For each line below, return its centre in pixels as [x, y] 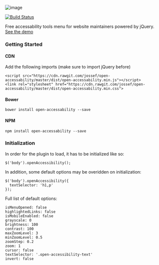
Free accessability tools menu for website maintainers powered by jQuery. [80, 26]
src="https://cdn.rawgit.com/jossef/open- [67, 76]
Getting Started [24, 44]
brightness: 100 [22, 224]
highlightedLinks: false [30, 212]
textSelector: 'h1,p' [32, 185]
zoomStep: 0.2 [20, 242]
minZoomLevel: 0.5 [24, 237]
